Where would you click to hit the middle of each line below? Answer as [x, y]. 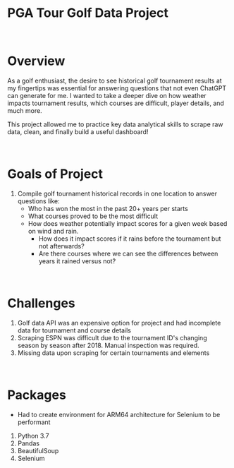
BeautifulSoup [38, 450]
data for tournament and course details [74, 330]
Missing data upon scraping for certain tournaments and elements [113, 353]
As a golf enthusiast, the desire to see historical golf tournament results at [115, 80]
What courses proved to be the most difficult [93, 216]
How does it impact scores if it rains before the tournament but [130, 239]
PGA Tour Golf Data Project [88, 13]
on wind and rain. [53, 231]
